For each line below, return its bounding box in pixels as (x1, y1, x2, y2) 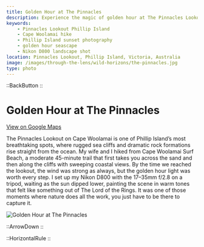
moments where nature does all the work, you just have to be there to (6, 193, 180, 200)
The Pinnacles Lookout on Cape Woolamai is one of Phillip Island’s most (6, 135, 186, 143)
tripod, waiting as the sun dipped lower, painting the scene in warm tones (6, 180, 190, 188)
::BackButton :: (6, 82, 43, 89)
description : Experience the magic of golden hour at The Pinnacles (6, 15, 183, 21)
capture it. (6, 200, 32, 207)
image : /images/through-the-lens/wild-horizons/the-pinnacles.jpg (6, 59, 178, 66)
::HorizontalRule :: (6, 235, 51, 242)
